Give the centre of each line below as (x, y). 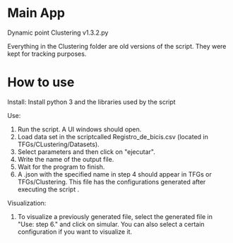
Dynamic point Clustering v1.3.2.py (58, 32)
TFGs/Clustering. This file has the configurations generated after (112, 182)
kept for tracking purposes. (47, 54)
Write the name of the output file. (66, 159)
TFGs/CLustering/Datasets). (59, 144)
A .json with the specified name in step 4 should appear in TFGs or (114, 174)
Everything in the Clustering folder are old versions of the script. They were (117, 46)
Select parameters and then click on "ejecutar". (86, 152)
